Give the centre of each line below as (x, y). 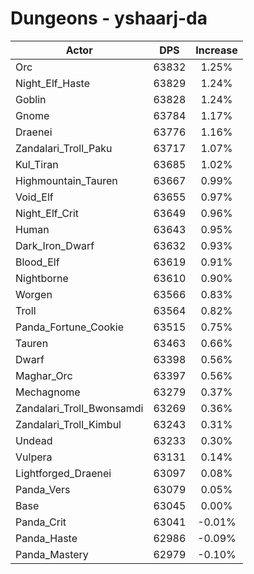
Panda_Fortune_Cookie (69, 327)
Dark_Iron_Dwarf (55, 245)
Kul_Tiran (37, 164)
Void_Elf (34, 197)
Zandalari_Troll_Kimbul (68, 424)
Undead (34, 440)
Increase (216, 50)
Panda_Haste (46, 538)
